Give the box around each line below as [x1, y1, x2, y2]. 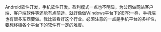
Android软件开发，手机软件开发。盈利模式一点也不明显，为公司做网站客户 [5, 4, 154, 10]
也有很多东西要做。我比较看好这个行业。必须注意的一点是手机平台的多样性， [5, 16, 159, 21]
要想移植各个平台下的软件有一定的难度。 [5, 22, 86, 28]
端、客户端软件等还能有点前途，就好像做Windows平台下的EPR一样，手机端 [5, 10, 156, 16]
